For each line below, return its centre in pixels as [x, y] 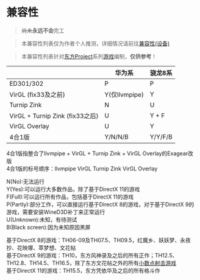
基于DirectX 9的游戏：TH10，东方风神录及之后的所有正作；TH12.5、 [92, 255]
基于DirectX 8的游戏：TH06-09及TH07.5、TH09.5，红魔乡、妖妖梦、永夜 [98, 240]
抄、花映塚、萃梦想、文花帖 [41, 248]
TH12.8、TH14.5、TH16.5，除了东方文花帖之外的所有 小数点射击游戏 [91, 263]
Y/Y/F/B [161, 136]
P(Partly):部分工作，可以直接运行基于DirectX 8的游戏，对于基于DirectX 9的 [100, 204]
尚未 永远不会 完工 [43, 30]
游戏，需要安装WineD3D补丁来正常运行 [56, 212]
